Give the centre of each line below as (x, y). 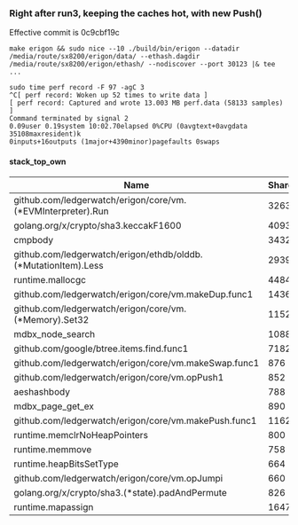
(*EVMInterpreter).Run (61, 211)
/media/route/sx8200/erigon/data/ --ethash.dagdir (105, 57)
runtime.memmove (53, 449)
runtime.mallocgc (50, 279)
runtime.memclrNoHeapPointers (81, 435)
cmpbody (34, 239)
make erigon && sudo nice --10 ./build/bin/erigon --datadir (125, 49)
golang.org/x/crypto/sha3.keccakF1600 (98, 225)
